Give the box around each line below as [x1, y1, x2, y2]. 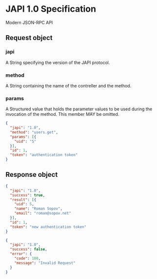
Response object [5, 171, 58, 179]
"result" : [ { [10, 197, 37, 202]
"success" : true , [10, 193, 45, 197]
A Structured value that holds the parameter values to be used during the [5, 106, 153, 112]
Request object [5, 34, 53, 42]
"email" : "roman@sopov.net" [14, 211, 71, 216]
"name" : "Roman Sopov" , [14, 206, 63, 211]
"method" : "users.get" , [10, 129, 58, 135]
